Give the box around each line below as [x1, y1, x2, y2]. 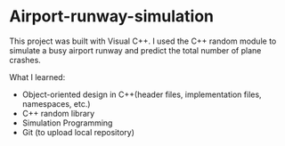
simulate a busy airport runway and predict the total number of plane [9, 45, 262, 55]
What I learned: [9, 71, 66, 82]
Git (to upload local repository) [21, 126, 135, 137]
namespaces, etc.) [21, 98, 91, 109]
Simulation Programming [21, 118, 113, 128]
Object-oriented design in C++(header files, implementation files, [21, 89, 262, 100]
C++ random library [21, 108, 95, 118]
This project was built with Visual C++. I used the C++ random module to [9, 36, 277, 46]
